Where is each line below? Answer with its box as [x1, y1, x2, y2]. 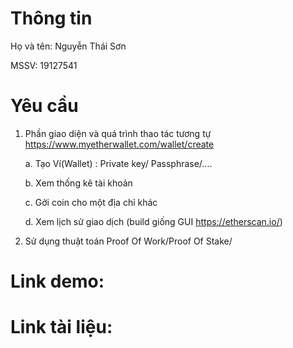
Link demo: [10, 270, 105, 293]
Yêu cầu [10, 95, 79, 117]
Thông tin [10, 7, 93, 30]
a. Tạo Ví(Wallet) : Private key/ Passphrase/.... [24, 157, 213, 169]
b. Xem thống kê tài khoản [24, 177, 133, 189]
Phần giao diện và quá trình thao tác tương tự [24, 127, 212, 139]
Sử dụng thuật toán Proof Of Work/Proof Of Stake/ [24, 235, 233, 247]
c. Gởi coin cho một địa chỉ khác [24, 196, 158, 208]
